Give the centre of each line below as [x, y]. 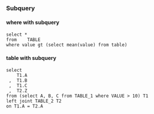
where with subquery [33, 22]
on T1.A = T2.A [25, 106]
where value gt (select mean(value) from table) [67, 45]
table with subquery [31, 58]
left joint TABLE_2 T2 [34, 101]
